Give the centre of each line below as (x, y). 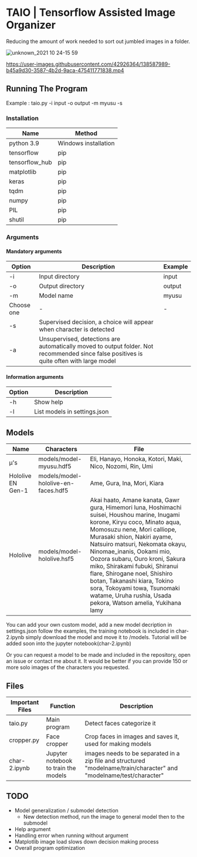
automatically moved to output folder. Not (96, 347)
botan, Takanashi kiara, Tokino (132, 581)
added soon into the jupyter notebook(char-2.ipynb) (69, 644)
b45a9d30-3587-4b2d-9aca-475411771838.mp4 (65, 70)
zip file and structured (115, 761)
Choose (20, 305)
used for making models (118, 744)
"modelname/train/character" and (131, 768)
